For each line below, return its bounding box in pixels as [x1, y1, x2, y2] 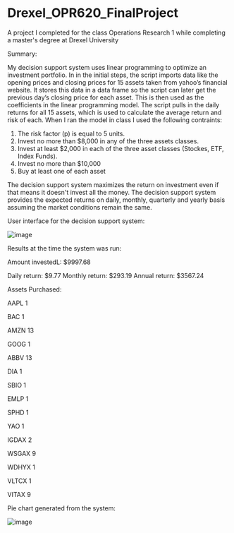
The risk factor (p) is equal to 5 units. [17, 129, 125, 138]
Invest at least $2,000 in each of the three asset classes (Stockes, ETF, [17, 144, 224, 152]
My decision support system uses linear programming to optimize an [7, 63, 207, 71]
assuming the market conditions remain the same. [7, 203, 153, 211]
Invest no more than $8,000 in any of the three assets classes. [17, 136, 199, 145]
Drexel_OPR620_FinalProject [7, 5, 178, 21]
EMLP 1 [7, 394, 29, 403]
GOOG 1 [7, 340, 30, 348]
